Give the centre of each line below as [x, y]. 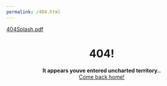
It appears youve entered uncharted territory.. [102, 70]
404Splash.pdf [25, 29]
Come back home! [102, 77]
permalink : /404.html [34, 12]
